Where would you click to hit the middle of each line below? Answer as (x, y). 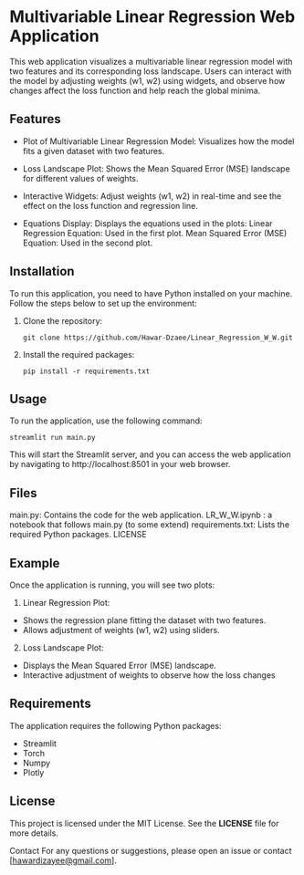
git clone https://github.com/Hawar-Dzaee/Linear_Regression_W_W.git (158, 338)
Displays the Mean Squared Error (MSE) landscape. (119, 665)
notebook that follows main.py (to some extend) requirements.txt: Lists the (150, 525)
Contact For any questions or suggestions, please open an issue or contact (151, 850)
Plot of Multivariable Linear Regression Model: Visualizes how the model (158, 141)
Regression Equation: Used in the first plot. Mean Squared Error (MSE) (155, 233)
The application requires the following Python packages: (115, 725)
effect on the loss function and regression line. (110, 205)
